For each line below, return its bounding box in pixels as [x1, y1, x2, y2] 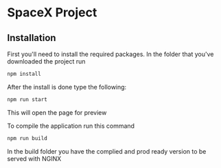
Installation [7, 32, 56, 44]
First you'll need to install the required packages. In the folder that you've [7, 50, 214, 58]
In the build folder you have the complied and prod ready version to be [7, 147, 207, 155]
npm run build [7, 135, 48, 141]
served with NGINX [7, 154, 62, 163]
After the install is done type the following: [7, 83, 127, 91]
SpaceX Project [7, 5, 97, 20]
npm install [7, 70, 41, 77]
